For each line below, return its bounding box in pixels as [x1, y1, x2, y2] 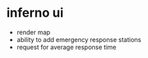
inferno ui [6, 5, 64, 21]
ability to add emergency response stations [16, 35, 142, 43]
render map [16, 28, 50, 36]
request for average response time [16, 43, 117, 51]
